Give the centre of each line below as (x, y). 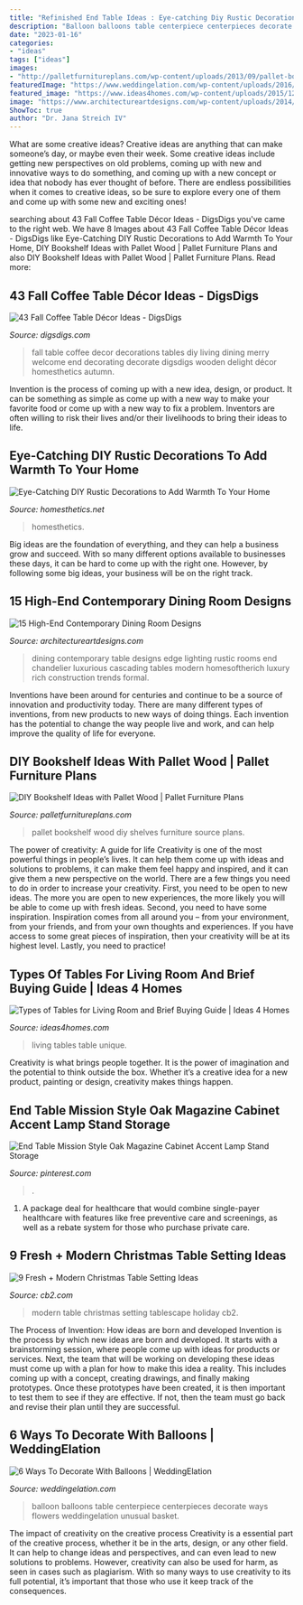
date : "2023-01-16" (46, 34)
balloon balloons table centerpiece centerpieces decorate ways (150, 1506)
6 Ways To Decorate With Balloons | (112, 1436)
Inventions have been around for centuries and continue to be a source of (146, 695)
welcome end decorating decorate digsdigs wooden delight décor (154, 361)
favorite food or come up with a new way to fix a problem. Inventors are (142, 408)
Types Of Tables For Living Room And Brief (132, 974)
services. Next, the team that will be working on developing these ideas (142, 1358)
